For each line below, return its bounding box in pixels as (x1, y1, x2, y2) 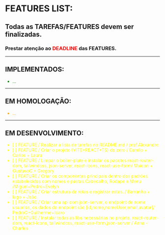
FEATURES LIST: (5, 3, 73, 14)
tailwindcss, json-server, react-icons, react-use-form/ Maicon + (24, 163, 153, 169)
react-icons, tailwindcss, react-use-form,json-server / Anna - (24, 220, 148, 226)
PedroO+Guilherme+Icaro (12, 209, 65, 216)
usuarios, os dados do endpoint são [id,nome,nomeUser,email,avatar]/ (12, 205, 155, 210)
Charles (12, 225, 28, 231)
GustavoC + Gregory (12, 168, 55, 174)
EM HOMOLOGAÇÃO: (5, 97, 72, 105)
